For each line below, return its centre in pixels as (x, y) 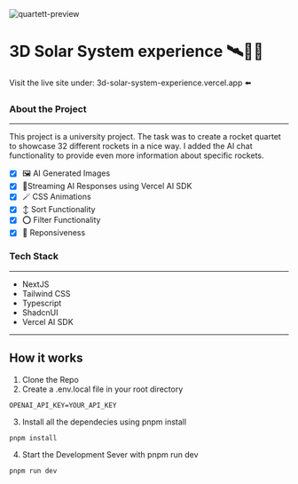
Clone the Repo (51, 379)
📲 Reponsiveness (54, 233)
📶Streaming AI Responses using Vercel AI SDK (107, 186)
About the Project (48, 108)
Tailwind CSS (46, 293)
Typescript (42, 303)
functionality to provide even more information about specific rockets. (137, 155)
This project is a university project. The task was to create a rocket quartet (145, 137)
